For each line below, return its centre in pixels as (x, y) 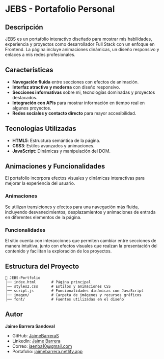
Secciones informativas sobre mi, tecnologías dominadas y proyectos (83, 92)
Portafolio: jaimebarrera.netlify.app (47, 351)
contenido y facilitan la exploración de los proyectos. (58, 251)
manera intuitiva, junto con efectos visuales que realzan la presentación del (82, 246)
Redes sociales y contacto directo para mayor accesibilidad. (74, 113)
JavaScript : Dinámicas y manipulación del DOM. (61, 151)
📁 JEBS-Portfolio (23, 278)
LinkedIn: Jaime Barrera (36, 341)
